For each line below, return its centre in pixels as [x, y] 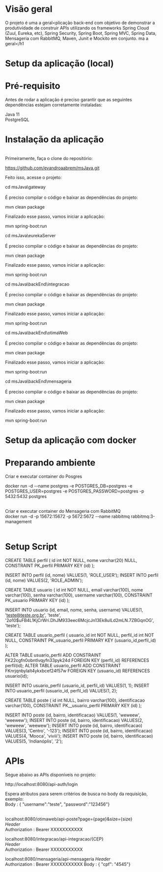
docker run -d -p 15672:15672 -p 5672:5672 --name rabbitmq [68, 516]
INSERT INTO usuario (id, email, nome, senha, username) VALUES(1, [74, 610]
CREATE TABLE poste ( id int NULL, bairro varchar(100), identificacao [75, 700]
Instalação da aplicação [54, 140]
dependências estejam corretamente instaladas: [54, 105]
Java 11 [12, 115]
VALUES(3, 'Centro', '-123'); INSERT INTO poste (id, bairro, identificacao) [79, 731]
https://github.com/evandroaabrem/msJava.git [52, 168]
